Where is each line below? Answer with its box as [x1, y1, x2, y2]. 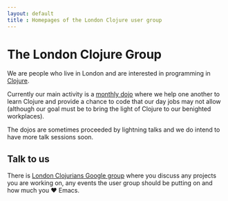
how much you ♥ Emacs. [7, 186, 79, 195]
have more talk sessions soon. [7, 133, 94, 141]
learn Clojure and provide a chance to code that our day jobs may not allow [7, 98, 221, 106]
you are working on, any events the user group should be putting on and [7, 179, 213, 187]
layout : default [7, 10, 54, 17]
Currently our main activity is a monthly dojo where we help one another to [7, 90, 220, 98]
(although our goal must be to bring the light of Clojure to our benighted [7, 105, 211, 113]
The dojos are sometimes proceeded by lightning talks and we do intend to [7, 125, 220, 134]
